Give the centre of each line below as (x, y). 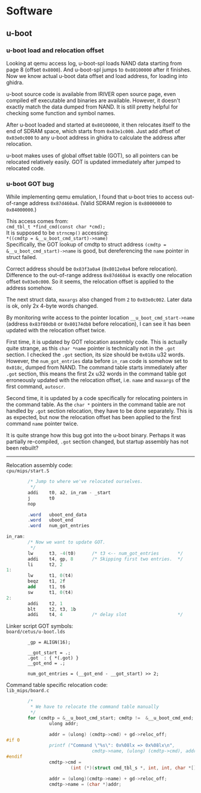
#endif (14, 757)
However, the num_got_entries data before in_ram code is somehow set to (97, 361)
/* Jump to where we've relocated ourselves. (86, 482)
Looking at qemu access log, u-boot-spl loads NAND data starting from (94, 63)
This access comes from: (37, 221)
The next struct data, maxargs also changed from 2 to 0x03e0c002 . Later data (99, 300)
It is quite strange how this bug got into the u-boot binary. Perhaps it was (96, 435)
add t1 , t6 (47, 587)
